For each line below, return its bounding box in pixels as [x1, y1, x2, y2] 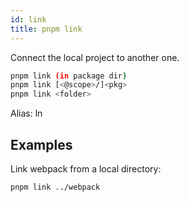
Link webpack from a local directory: [10, 162, 162, 175]
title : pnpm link [10, 24, 83, 34]
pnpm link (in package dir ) [10, 71, 128, 81]
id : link [10, 14, 47, 25]
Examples [10, 136, 73, 153]
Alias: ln [10, 107, 43, 120]
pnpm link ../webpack [10, 182, 101, 192]
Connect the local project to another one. [10, 51, 180, 63]
